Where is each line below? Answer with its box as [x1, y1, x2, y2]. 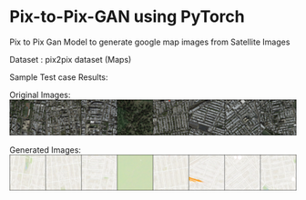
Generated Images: [9, 144, 82, 155]
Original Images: [9, 89, 71, 100]
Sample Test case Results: [9, 71, 108, 83]
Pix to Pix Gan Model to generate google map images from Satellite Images [9, 36, 291, 47]
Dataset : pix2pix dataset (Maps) [9, 54, 132, 65]
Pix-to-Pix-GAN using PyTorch [9, 6, 245, 27]
